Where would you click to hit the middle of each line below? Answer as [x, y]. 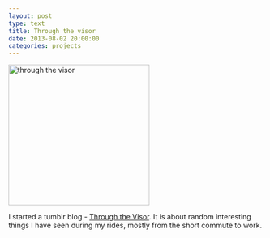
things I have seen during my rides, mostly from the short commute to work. [135, 225]
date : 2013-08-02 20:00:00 [54, 38]
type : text [27, 23]
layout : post [30, 16]
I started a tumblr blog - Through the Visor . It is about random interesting [130, 217]
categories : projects [45, 46]
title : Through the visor [52, 31]
